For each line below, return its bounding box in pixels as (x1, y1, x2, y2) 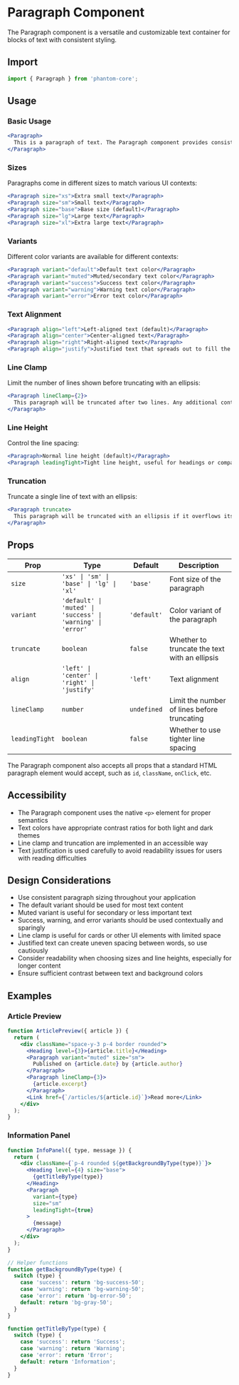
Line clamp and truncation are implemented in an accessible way (17, 838, 208, 847)
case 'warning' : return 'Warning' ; (20, 1345, 126, 1352)
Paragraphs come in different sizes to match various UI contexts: (7, 179, 198, 188)
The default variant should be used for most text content (17, 900, 184, 910)
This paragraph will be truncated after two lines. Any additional (14, 399, 218, 407)
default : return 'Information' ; (20, 1358, 116, 1365)
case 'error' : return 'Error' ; (20, 1351, 113, 1359)
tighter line (169, 734, 206, 744)
